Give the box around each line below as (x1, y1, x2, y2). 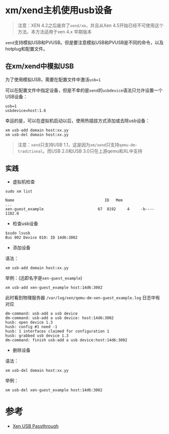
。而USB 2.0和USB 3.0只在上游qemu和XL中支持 (42, 148, 143, 154)
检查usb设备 (12, 220, 39, 226)
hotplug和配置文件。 (5, 46, 48, 52)
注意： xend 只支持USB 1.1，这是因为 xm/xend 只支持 (17, 141, 120, 147)
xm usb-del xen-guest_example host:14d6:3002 (5, 387, 102, 392)
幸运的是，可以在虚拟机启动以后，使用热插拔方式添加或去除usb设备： (5, 117, 150, 124)
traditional (17, 149, 43, 154)
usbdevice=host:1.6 (5, 108, 46, 113)
